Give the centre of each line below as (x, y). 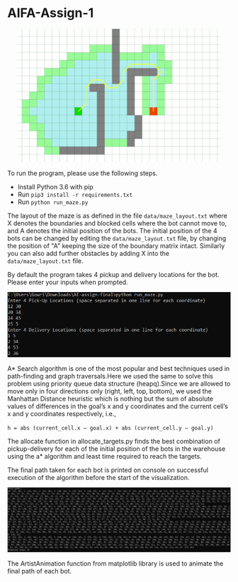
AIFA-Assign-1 (51, 13)
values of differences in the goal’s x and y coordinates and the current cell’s (118, 406)
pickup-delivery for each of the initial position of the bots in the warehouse (117, 449)
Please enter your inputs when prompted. (68, 282)
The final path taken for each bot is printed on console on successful (108, 470)
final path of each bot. (40, 571)
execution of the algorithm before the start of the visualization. (98, 477)
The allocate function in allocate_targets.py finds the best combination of (114, 441)
